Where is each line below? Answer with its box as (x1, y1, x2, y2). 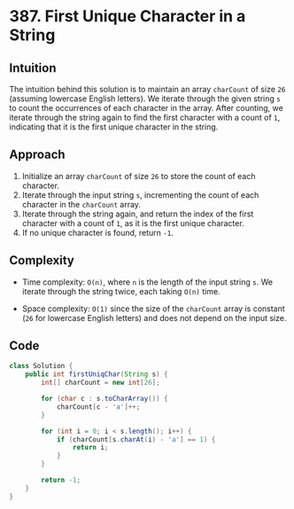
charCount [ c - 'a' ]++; (56, 402, 141, 411)
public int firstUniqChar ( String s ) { (25, 370, 168, 379)
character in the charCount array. (21, 199, 142, 209)
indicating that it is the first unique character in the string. (9, 121, 219, 132)
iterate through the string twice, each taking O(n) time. (21, 286, 220, 296)
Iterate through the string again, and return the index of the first (21, 208, 254, 219)
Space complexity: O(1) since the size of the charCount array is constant (21, 303, 285, 314)
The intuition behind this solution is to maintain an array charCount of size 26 (9, 84, 286, 94)
